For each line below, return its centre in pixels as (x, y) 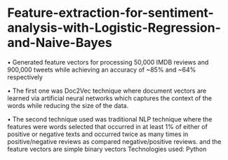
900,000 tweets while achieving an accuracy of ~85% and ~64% (102, 69)
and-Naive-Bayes (60, 43)
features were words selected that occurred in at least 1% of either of (108, 126)
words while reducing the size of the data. (68, 105)
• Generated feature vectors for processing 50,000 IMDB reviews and (108, 62)
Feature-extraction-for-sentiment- (110, 13)
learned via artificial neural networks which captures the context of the (110, 98)
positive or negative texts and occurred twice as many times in (98, 134)
